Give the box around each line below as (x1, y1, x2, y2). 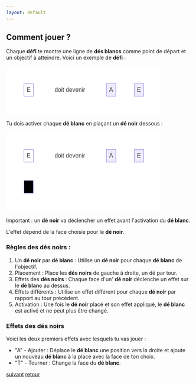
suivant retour (6, 371, 40, 378)
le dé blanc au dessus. (14, 282, 70, 289)
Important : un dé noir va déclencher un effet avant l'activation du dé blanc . (6, 217, 191, 224)
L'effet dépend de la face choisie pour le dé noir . (6, 228, 125, 236)
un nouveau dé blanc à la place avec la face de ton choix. (14, 353, 155, 361)
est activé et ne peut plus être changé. (14, 307, 109, 314)
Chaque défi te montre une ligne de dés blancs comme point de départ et (6, 48, 186, 55)
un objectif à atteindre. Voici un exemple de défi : (6, 54, 126, 62)
